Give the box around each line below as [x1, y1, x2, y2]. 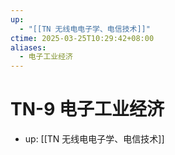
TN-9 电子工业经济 [10, 98, 165, 121]
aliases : [10, 42, 47, 53]
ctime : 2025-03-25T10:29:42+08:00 [10, 33, 155, 43]
